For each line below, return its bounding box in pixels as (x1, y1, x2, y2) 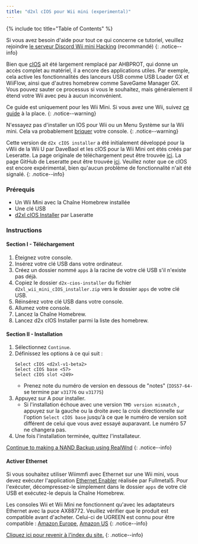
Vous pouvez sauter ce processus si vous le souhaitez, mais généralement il (6, 85, 193, 92)
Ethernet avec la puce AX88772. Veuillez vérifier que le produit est (6, 507, 169, 514)
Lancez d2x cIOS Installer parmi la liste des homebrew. (14, 317, 149, 324)
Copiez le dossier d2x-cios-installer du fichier (14, 279, 132, 286)
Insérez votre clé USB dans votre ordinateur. (14, 260, 123, 267)
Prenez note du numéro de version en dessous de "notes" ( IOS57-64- (23, 382, 193, 389)
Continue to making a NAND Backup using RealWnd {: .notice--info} (6, 444, 172, 451)
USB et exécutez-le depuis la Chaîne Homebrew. (6, 489, 125, 497)
